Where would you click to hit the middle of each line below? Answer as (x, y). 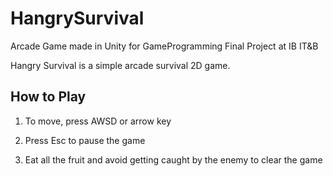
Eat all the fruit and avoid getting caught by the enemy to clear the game (173, 159)
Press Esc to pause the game (85, 140)
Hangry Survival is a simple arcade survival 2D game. (120, 65)
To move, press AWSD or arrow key (98, 121)
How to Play (48, 97)
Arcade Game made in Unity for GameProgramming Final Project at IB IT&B (164, 46)
